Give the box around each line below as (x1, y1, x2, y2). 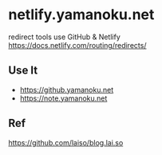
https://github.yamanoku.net (19, 85, 114, 94)
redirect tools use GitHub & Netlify (8, 32, 121, 42)
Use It (8, 64, 38, 77)
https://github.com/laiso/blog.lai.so (8, 137, 124, 147)
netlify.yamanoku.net (8, 6, 155, 24)
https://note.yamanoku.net (19, 93, 108, 103)
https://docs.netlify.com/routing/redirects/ (8, 40, 147, 50)
